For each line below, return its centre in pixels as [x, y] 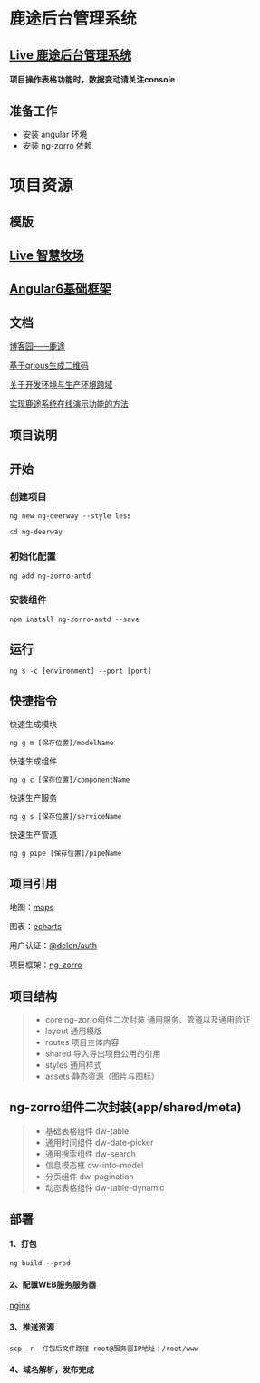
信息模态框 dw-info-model [94, 1165]
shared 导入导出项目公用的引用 [103, 1054]
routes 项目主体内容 [82, 1042]
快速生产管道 [33, 835]
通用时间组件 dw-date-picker [99, 1142]
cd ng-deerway [36, 532]
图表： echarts [35, 927]
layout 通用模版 [73, 1031]
